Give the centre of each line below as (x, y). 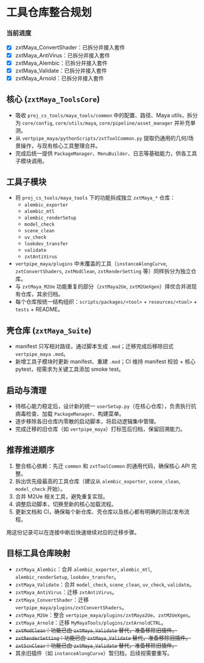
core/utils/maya (76, 123)
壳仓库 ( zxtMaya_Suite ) (49, 330)
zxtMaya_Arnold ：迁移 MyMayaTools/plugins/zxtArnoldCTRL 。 (91, 622)
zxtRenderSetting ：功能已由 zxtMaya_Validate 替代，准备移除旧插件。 (103, 637)
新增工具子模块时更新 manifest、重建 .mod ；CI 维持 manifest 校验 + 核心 (105, 362)
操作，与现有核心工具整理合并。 (61, 145)
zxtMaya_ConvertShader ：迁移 (52, 600)
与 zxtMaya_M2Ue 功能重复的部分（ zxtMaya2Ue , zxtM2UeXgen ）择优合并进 (103, 287)
